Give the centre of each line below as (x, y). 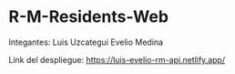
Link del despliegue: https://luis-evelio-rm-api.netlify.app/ (117, 59)
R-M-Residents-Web (89, 17)
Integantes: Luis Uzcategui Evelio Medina (86, 42)
